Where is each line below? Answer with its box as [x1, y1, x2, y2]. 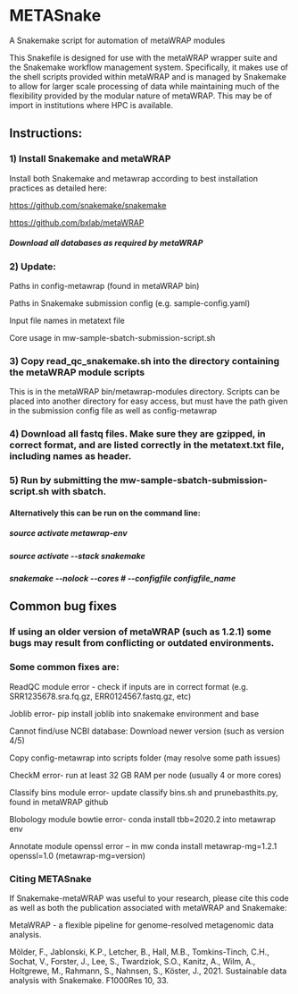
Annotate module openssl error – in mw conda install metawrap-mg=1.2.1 [9, 840, 277, 851]
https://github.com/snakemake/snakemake [9, 200, 167, 210]
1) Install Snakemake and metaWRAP [9, 153, 171, 166]
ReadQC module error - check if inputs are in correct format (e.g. [9, 681, 249, 692]
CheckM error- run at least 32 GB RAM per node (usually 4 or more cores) [9, 769, 282, 780]
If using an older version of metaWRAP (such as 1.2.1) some [9, 625, 272, 638]
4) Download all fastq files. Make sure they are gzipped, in [9, 428, 266, 440]
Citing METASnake [9, 872, 92, 885]
